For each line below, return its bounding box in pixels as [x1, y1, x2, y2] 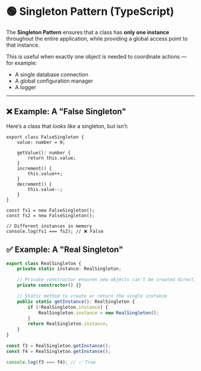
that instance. [6, 41, 40, 48]
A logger [14, 83, 36, 90]
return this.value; [28, 155, 77, 161]
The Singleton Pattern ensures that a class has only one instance [6, 28, 169, 36]
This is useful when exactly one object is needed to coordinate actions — [6, 53, 187, 60]
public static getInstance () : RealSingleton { [17, 299, 135, 305]
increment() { [17, 165, 52, 171]
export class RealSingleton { [6, 260, 82, 266]
